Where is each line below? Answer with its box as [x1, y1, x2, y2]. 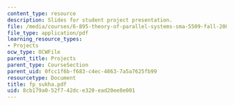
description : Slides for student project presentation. [7, 17, 173, 23]
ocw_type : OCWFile [7, 49, 61, 56]
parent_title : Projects [7, 55, 77, 62]
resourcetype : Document [7, 74, 77, 82]
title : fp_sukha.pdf [7, 81, 68, 88]
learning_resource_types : [7, 36, 82, 43]
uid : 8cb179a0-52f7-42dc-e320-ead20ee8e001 [7, 87, 136, 94]
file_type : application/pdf [7, 29, 89, 37]
